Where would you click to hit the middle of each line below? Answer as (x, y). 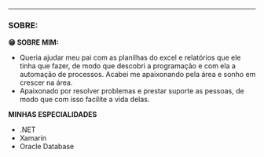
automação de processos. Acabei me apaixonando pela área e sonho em (137, 75)
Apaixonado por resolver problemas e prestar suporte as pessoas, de (132, 91)
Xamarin (33, 138)
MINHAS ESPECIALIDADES (53, 115)
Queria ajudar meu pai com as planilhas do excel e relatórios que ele (130, 58)
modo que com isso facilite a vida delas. (84, 100)
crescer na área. (46, 82)
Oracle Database (47, 147)
